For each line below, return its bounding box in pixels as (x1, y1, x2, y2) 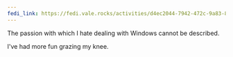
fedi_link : (7, 10, 39, 17)
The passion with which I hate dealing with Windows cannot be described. (7, 29, 220, 37)
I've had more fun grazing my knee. (7, 42, 109, 50)
